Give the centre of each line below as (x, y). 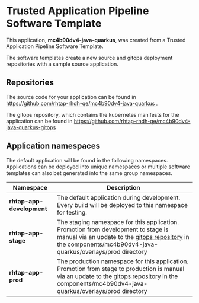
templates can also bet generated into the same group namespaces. (89, 173)
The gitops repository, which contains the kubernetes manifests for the (93, 114)
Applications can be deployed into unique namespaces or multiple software (98, 167)
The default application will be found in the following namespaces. (87, 160)
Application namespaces (53, 146)
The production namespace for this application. (123, 261)
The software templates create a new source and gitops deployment (89, 58)
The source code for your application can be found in (71, 97)
